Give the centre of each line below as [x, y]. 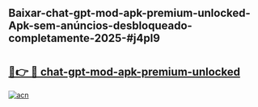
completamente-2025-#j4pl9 [84, 38]
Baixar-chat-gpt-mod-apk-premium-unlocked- [129, 13]
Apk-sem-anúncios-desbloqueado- [100, 26]
